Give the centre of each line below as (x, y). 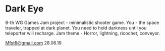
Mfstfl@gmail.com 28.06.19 (34, 42)
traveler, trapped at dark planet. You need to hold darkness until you (76, 27)
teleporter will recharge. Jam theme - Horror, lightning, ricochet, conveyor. (83, 33)
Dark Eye (24, 9)
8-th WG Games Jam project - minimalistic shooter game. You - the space (82, 22)
